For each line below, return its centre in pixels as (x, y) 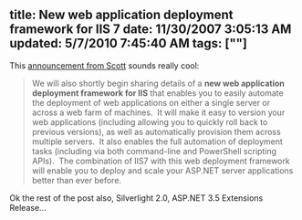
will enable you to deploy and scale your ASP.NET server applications (162, 170)
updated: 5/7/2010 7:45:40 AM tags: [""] (129, 43)
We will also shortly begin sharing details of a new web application (158, 83)
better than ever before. (76, 180)
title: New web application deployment (122, 15)
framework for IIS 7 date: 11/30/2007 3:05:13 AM (151, 30)
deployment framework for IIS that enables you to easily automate (158, 93)
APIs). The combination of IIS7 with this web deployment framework (161, 161)
